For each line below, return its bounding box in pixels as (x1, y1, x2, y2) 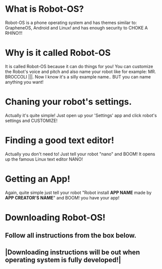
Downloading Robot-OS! (5, 212, 106, 223)
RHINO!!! (5, 30, 23, 36)
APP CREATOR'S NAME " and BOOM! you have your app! (5, 195, 120, 200)
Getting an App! (5, 173, 71, 184)
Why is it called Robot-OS (5, 48, 111, 58)
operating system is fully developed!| (5, 256, 121, 264)
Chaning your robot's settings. (5, 97, 132, 107)
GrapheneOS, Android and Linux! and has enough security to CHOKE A (5, 24, 148, 30)
